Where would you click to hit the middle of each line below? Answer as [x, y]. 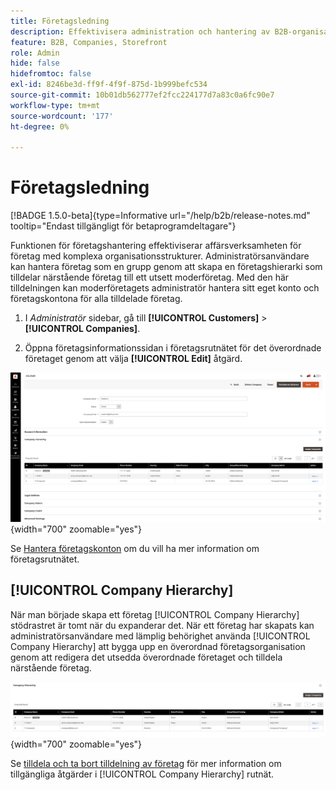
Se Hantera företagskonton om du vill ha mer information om [135, 548]
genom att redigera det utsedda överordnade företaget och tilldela [146, 657]
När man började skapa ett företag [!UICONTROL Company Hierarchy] [155, 614]
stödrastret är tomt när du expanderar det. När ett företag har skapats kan [162, 625]
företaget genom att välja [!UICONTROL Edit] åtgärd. [133, 359]
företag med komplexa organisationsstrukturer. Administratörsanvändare [160, 256]
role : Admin [35, 53]
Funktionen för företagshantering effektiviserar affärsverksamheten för [156, 246]
